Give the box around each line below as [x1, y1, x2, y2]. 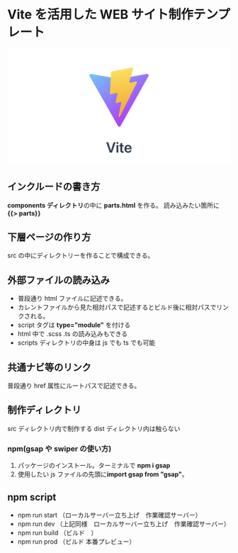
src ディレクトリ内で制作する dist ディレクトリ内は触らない [7, 424, 181, 432]
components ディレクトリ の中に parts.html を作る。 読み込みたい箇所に [7, 201, 220, 209]
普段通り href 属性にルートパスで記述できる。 [7, 381, 141, 390]
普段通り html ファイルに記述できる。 [17, 294, 127, 303]
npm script [7, 491, 57, 503]
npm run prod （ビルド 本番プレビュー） [17, 537, 136, 546]
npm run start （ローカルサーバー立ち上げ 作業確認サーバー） [17, 510, 202, 519]
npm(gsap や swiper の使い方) [7, 444, 112, 454]
